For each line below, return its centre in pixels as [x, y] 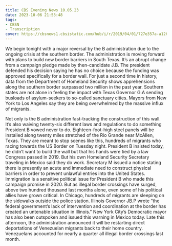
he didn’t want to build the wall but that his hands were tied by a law [77, 152]
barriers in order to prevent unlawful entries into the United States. [75, 173]
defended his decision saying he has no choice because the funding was [82, 71]
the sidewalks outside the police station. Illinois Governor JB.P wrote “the [82, 201]
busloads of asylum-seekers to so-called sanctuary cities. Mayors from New [86, 98]
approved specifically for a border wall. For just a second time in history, [81, 76]
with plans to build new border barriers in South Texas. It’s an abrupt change [86, 59]
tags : [11, 20]
